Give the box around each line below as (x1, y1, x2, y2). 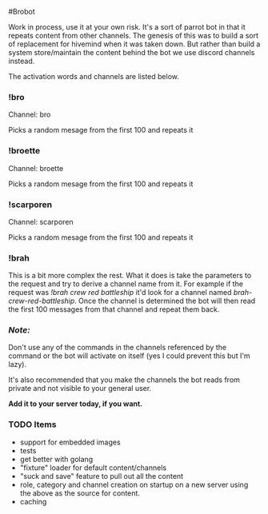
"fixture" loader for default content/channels (19, 463, 166, 472)
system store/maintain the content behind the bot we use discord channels (8, 48, 255, 57)
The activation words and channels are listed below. (8, 72, 180, 81)
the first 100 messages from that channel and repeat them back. (8, 305, 220, 314)
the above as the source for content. (19, 488, 140, 498)
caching (19, 496, 47, 506)
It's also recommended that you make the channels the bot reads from (8, 375, 240, 385)
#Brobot (8, 7, 36, 16)
